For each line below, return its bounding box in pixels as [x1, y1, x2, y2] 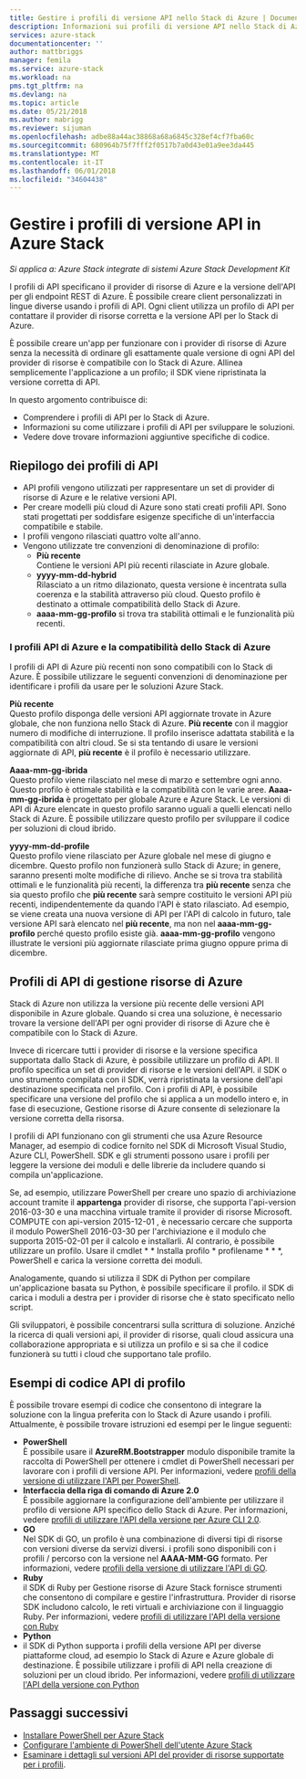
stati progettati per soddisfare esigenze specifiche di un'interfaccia [22, 511, 275, 521]
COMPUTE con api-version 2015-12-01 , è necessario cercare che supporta [9, 1216, 293, 1227]
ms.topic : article [9, 98, 79, 108]
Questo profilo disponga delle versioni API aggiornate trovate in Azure [9, 709, 271, 720]
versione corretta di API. [9, 376, 100, 388]
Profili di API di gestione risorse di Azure [9, 974, 243, 989]
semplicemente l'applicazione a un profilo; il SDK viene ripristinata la [9, 367, 267, 378]
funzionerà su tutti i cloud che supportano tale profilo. [9, 1349, 212, 1360]
